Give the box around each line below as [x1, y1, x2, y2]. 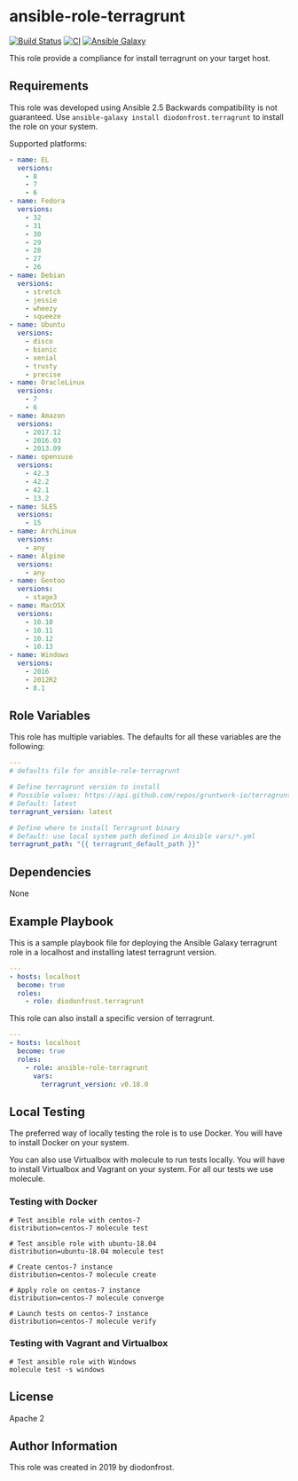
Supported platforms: [9, 138, 87, 148]
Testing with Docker [9, 1196, 98, 1208]
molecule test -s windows [9, 1365, 105, 1374]
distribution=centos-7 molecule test [9, 1224, 149, 1232]
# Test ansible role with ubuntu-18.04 [9, 1239, 157, 1248]
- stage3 [25, 593, 58, 602]
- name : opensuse [9, 453, 74, 462]
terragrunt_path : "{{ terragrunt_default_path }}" [9, 840, 200, 849]
